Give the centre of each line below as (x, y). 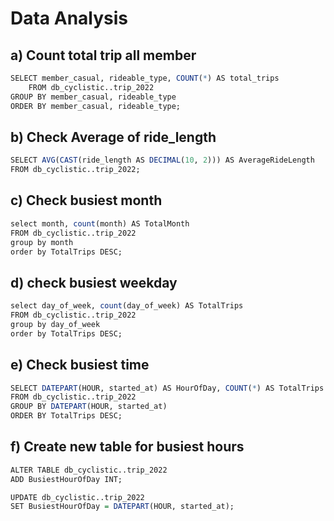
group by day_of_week (55, 324)
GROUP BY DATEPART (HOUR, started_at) (89, 407)
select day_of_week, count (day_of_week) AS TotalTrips (127, 306)
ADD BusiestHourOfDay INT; (66, 479)
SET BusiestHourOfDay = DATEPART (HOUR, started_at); (122, 507)
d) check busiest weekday (94, 282)
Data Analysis (69, 18)
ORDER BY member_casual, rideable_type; (96, 106)
